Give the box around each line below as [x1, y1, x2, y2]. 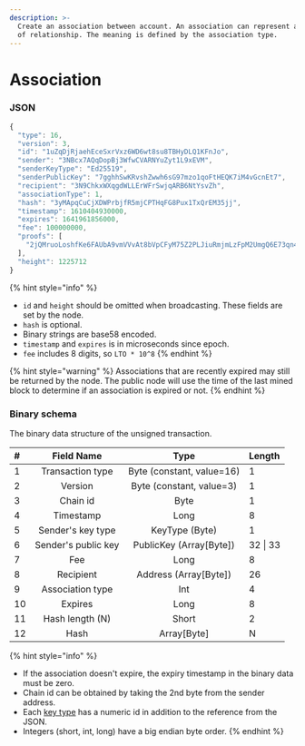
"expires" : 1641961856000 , [17, 215, 120, 224]
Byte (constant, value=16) [128, 465, 241, 477]
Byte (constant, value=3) [131, 479, 238, 492]
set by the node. [22, 309, 84, 320]
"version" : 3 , [17, 139, 71, 148]
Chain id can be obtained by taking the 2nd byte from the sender [22, 687, 265, 698]
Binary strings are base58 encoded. [22, 329, 157, 339]
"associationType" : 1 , [17, 190, 103, 199]
